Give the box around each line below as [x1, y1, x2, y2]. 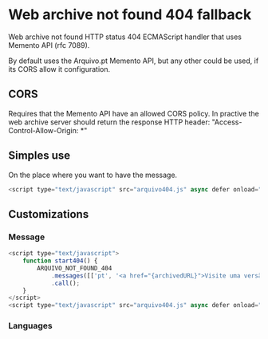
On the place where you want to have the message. [8, 170, 178, 179]
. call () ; [50, 279, 81, 287]
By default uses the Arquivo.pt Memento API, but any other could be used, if [8, 56, 259, 65]
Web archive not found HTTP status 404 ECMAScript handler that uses [8, 32, 242, 41]
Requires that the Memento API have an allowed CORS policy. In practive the [8, 108, 259, 118]
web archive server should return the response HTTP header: [8, 117, 211, 127]
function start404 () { [22, 257, 98, 265]
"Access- [211, 117, 242, 127]
